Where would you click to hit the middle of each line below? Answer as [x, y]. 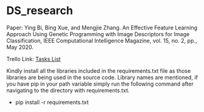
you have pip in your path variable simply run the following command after [100, 84]
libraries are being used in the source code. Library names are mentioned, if [102, 77]
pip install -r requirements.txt [52, 102]
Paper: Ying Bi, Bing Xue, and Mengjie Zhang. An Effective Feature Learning [102, 28]
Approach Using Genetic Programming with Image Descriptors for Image [98, 34]
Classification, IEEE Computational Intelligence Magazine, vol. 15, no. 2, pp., [102, 40]
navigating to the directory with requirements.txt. [68, 90]
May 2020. [20, 47]
